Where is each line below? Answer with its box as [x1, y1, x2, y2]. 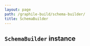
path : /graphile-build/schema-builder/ [4, 12, 86, 17]
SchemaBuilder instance [4, 34, 76, 43]
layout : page [4, 7, 31, 12]
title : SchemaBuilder [4, 16, 49, 21]
